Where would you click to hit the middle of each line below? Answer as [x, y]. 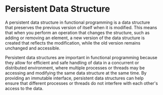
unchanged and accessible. [33, 48]
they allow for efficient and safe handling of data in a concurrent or [72, 63]
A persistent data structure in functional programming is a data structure [78, 22]
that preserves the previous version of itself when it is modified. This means [81, 27]
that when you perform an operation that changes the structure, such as [77, 32]
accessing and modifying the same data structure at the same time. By [76, 73]
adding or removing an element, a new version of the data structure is [75, 38]
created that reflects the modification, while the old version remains [73, 43]
